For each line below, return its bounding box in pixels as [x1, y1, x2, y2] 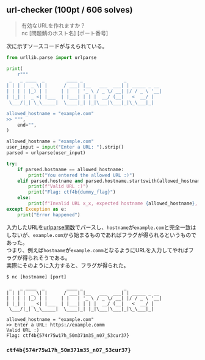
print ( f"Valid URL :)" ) [28, 183, 88, 189]
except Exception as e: [6, 206, 67, 212]
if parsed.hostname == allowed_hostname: [17, 166, 124, 172]
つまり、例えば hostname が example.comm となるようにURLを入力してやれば [6, 246, 189, 253]
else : [17, 195, 32, 201]
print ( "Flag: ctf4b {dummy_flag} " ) [28, 189, 116, 196]
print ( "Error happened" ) [17, 211, 81, 218]
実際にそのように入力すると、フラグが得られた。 [6, 261, 129, 269]
